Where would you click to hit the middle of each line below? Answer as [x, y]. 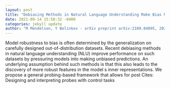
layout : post [19, 10]
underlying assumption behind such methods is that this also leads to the [81, 64]
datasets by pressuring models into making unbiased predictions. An [77, 59]
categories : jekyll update [34, 24]
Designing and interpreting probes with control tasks [60, 80]
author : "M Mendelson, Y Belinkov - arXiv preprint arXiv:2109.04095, [81, 29]
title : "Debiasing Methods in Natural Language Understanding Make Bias [83, 15]
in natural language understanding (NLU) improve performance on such [80, 54]
